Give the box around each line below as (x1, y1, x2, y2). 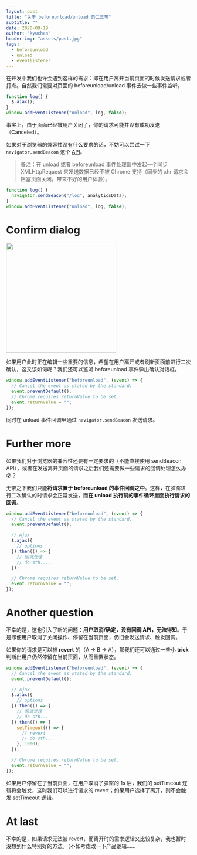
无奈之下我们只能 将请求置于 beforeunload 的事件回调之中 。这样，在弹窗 (6, 484, 181, 491)
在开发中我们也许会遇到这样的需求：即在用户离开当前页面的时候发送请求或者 (6, 74, 191, 82)
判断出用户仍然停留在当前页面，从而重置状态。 (6, 653, 119, 660)
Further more (6, 437, 72, 450)
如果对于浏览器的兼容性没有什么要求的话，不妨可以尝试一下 (6, 141, 150, 148)
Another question (6, 606, 94, 619)
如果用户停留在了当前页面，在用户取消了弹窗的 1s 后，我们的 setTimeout (6, 779, 181, 786)
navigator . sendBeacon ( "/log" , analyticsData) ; (11, 192, 127, 198)
